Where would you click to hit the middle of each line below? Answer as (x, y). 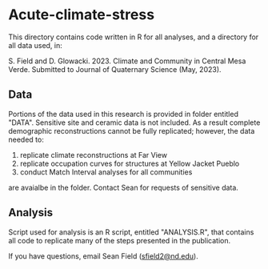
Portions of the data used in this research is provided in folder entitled (123, 114)
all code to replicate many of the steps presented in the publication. (120, 240)
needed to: (26, 139)
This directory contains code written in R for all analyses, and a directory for (134, 37)
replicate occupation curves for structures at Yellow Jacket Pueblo (130, 163)
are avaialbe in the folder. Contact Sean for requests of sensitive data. (123, 187)
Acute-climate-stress (81, 15)
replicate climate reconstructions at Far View (94, 155)
